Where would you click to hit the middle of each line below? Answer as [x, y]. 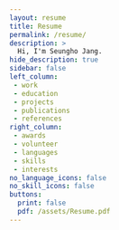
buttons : [26, 195]
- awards [30, 136]
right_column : [36, 128]
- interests [36, 169]
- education [36, 93]
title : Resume [36, 26]
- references [38, 119]
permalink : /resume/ [48, 34]
